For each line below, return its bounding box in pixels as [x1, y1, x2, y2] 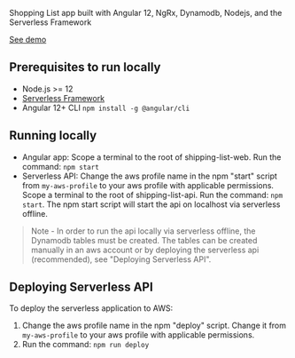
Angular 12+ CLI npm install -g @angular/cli [21, 102, 190, 113]
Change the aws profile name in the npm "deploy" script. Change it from [21, 320, 286, 331]
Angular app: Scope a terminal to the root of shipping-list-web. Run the [21, 151, 282, 163]
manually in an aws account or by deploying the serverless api [30, 244, 260, 255]
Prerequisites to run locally [9, 60, 161, 75]
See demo [9, 35, 47, 44]
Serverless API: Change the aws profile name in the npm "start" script [21, 171, 277, 181]
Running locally [9, 128, 97, 143]
